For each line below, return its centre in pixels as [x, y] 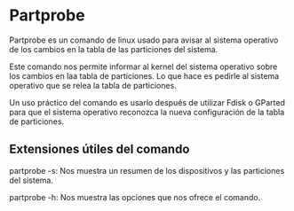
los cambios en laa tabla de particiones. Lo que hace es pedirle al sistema [144, 75]
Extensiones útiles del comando [99, 149]
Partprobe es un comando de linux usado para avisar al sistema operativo [144, 40]
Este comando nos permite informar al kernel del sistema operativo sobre [143, 66]
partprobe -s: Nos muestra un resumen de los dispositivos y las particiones [147, 170]
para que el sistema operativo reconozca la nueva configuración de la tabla [147, 112]
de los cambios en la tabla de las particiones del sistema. [114, 49]
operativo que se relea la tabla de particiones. [93, 85]
